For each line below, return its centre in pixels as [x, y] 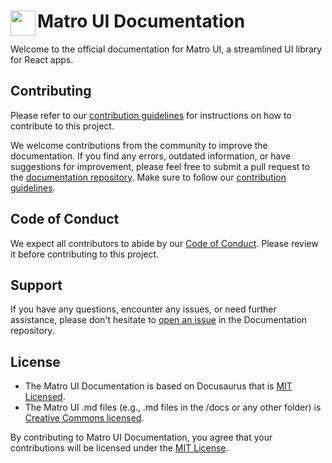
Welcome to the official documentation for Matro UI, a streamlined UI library [166, 49]
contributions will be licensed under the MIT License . [119, 448]
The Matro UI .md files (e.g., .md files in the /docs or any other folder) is [173, 407]
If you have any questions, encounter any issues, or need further [143, 309]
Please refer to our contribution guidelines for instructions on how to [151, 115]
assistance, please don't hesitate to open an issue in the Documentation [159, 320]
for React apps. [42, 59]
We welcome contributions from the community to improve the [139, 145]
